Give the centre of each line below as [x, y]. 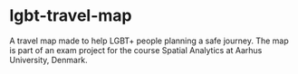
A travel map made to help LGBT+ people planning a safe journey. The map [149, 41]
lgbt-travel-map [71, 16]
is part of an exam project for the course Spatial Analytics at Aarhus [136, 50]
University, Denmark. [48, 60]
